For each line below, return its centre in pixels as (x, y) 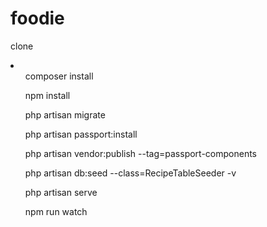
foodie (37, 18)
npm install (47, 95)
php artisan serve (61, 192)
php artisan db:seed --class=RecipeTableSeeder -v (130, 173)
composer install (59, 76)
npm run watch (56, 211)
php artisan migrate (65, 114)
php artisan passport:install (81, 134)
